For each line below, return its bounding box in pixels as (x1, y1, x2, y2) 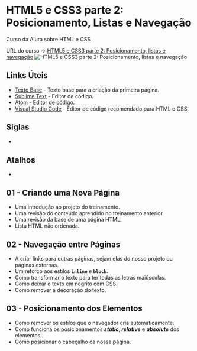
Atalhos (6, 155, 35, 165)
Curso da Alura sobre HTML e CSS (6, 35, 91, 43)
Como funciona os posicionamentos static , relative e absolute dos (14, 326, 179, 333)
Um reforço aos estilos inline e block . (14, 268, 108, 275)
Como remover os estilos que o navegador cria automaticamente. (14, 319, 175, 326)
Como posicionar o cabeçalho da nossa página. (14, 338, 131, 345)
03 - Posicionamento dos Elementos (6, 304, 143, 314)
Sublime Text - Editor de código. (14, 92, 93, 99)
